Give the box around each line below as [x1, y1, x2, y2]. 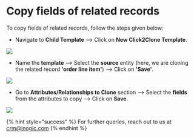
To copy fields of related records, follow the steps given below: [6, 24, 164, 31]
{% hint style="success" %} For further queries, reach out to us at [6, 118, 172, 125]
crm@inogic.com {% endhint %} [6, 124, 87, 131]
